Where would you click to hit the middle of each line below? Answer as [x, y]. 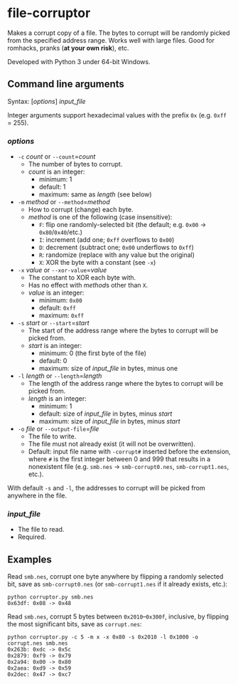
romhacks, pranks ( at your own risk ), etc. [68, 48]
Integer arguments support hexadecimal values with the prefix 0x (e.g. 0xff [117, 115]
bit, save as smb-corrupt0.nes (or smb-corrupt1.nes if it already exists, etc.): [118, 584]
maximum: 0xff [61, 315]
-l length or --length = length [60, 376]
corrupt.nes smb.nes [38, 643]
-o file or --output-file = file [58, 429]
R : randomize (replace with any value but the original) [117, 255]
